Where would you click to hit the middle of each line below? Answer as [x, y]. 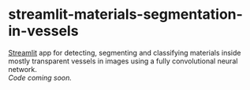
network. [23, 69]
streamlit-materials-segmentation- [125, 14]
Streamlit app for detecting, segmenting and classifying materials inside [125, 52]
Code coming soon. [40, 77]
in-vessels [43, 31]
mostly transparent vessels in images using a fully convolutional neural [123, 61]
